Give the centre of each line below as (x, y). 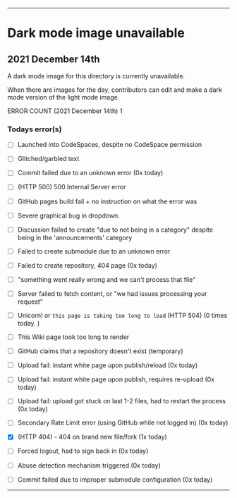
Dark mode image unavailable (96, 33)
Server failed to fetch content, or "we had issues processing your (112, 293)
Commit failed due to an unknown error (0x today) (90, 173)
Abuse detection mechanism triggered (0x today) (89, 465)
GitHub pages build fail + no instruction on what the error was (107, 201)
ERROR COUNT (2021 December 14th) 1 (65, 111)
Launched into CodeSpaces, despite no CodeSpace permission (110, 145)
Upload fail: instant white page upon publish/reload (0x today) (108, 365)
